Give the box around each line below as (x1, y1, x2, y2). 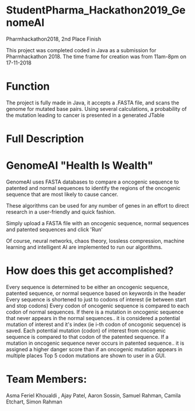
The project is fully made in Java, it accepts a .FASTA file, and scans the (6, 99, 179, 106)
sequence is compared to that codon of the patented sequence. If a (6, 333, 169, 340)
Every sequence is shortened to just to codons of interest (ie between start (6, 295, 187, 303)
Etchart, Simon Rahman (6, 398, 62, 405)
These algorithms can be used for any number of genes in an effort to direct (6, 202, 189, 209)
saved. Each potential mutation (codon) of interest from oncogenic (6, 327, 166, 334)
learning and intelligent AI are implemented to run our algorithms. (6, 244, 163, 250)
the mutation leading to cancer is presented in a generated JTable (6, 111, 165, 118)
